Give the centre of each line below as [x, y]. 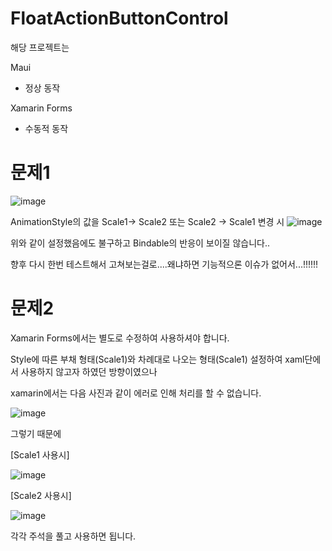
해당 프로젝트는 [40, 47]
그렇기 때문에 [36, 433]
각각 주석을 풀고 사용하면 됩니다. [73, 536]
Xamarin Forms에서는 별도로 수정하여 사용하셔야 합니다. [120, 338]
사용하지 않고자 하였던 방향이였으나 [89, 371]
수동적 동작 [46, 128]
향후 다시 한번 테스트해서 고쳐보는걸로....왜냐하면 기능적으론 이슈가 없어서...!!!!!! [164, 264]
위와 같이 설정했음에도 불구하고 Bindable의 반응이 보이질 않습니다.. [140, 243]
